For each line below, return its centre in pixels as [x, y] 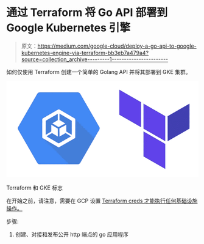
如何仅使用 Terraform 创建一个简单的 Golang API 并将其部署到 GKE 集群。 [99, 72]
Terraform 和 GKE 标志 [34, 188]
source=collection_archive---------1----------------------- [95, 59]
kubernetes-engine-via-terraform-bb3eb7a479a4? [85, 53]
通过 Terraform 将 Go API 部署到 [87, 13]
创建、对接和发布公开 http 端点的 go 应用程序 [72, 234]
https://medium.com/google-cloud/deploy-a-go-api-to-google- [117, 46]
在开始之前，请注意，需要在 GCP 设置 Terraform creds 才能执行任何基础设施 [102, 201]
